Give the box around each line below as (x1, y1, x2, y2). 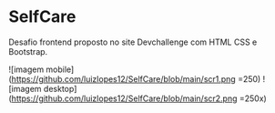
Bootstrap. (8, 46, 48, 56)
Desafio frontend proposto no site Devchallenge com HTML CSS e (8, 36, 258, 47)
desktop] (43, 83, 77, 94)
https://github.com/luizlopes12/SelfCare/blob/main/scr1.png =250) (11, 73, 261, 84)
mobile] (46, 64, 75, 75)
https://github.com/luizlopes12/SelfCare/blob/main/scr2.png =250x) (11, 93, 268, 104)
